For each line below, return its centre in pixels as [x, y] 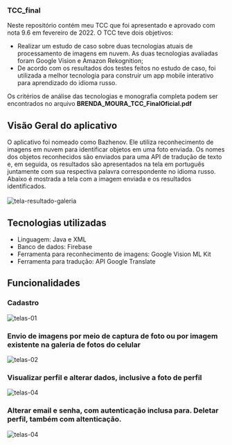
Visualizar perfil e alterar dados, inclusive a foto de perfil [105, 377]
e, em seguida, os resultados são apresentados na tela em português [106, 164]
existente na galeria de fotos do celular [74, 345]
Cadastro [23, 303]
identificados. [27, 186]
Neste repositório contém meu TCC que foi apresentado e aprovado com [111, 26]
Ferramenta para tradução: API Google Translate [86, 261]
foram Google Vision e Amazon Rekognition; [80, 61]
